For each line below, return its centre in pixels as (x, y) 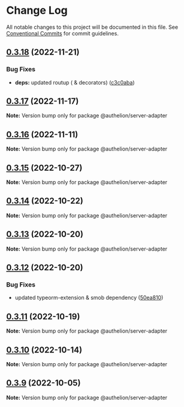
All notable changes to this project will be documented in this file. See (92, 27)
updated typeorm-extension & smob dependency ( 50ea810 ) (89, 298)
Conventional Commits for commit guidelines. (62, 33)
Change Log (37, 10)
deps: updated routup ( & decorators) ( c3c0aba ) (75, 82)
